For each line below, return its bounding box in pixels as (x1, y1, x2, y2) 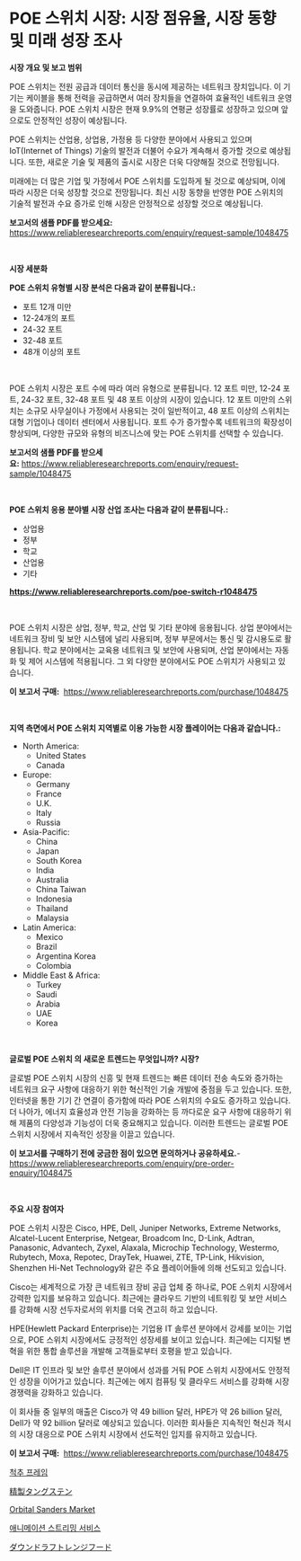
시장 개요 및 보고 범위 (9, 62, 83, 73)
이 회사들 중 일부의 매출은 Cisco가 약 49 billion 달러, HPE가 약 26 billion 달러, (9, 1406, 283, 1416)
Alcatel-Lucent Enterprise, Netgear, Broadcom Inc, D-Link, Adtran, (9, 1232, 255, 1243)
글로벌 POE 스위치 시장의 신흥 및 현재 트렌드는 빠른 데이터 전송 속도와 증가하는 (9, 1072, 284, 1083)
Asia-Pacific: (22, 826, 70, 837)
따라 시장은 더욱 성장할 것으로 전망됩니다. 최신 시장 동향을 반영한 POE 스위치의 (9, 186, 284, 198)
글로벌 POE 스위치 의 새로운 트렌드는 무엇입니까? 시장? (9, 1053, 199, 1064)
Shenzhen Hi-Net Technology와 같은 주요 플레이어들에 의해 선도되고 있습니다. (9, 1262, 287, 1273)
